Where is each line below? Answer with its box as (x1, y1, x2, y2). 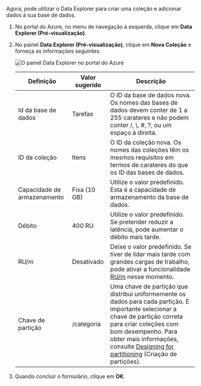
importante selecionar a (110, 305, 177, 313)
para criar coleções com (110, 320, 179, 328)
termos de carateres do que (110, 161, 188, 169)
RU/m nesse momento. (110, 273, 175, 281)
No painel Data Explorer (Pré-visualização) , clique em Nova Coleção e (14, 41, 191, 48)
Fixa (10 (71, 185, 96, 194)
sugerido (75, 81, 102, 89)
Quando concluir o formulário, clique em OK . (14, 373, 126, 380)
